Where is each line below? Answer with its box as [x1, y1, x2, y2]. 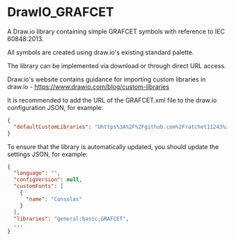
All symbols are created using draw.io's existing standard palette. [7, 48, 194, 56]
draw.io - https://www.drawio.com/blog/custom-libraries [7, 82, 169, 91]
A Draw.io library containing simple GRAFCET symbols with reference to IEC [7, 27, 225, 36]
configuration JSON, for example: [7, 103, 104, 111]
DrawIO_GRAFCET [7, 4, 114, 20]
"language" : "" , [13, 170, 61, 177]
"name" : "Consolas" [25, 196, 82, 203]
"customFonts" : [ [13, 182, 64, 190]
